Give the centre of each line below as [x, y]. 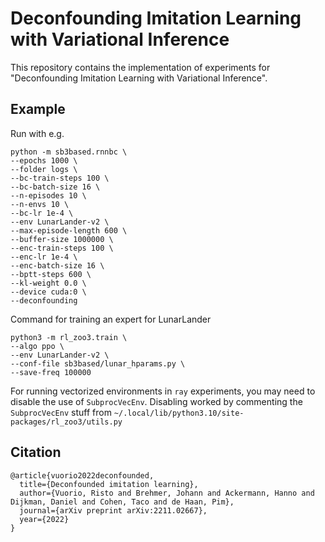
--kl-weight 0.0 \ [48, 283]
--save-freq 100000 [51, 372]
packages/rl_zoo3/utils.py [66, 422]
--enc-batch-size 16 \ [57, 265]
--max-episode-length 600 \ [69, 230]
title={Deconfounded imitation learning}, [109, 484]
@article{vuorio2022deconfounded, [82, 475]
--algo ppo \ [37, 346]
